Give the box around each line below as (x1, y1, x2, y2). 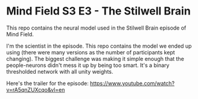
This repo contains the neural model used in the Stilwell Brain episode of (6, 24, 187, 31)
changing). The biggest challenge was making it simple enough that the (6, 55, 184, 62)
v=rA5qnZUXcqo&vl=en (6, 86, 65, 93)
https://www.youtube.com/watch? (89, 80, 175, 87)
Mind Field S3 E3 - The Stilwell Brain (6, 4, 191, 18)
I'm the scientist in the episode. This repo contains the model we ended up (6, 42, 192, 49)
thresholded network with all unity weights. (6, 68, 113, 75)
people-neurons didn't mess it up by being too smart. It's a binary (6, 62, 170, 69)
